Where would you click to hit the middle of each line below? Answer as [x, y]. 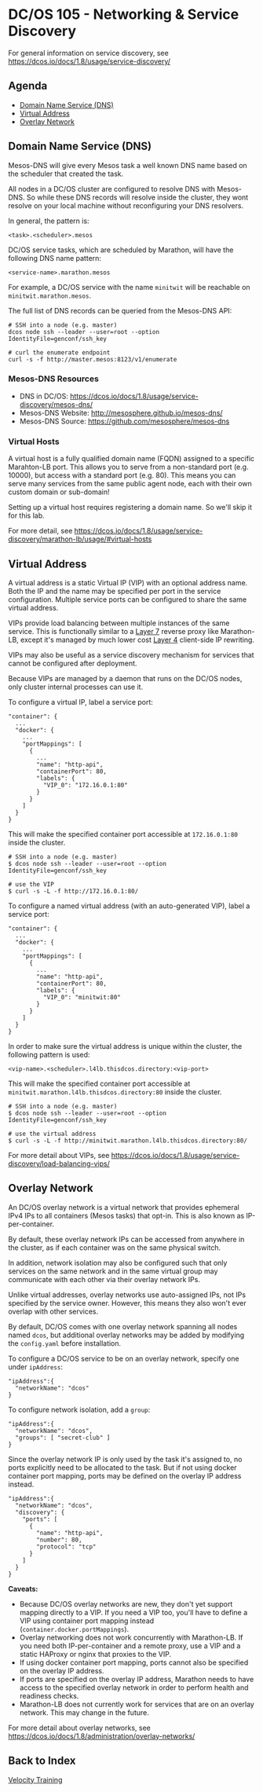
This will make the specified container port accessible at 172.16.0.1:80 [123, 834]
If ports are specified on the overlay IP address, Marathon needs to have [137, 1679]
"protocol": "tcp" [66, 1546]
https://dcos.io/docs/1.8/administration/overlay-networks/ [102, 1736]
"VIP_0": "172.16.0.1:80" [85, 785]
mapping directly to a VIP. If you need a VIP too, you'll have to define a [133, 1612]
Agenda [28, 86]
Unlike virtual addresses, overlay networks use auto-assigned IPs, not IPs [127, 1295]
